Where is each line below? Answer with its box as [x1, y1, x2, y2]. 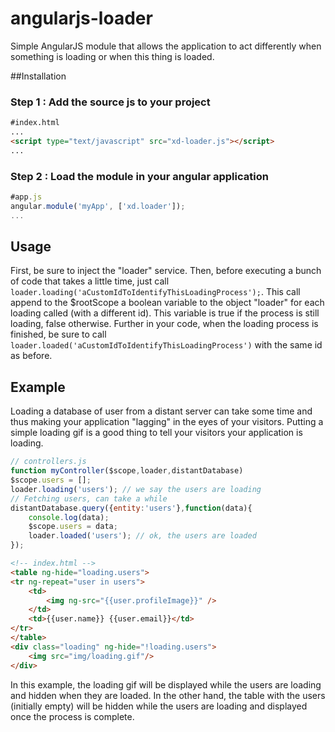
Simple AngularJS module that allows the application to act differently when [10, 40, 322, 52]
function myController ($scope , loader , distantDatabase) [10, 466, 244, 476]
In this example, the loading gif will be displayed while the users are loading [10, 678, 322, 691]
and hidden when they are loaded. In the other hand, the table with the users [10, 689, 326, 701]
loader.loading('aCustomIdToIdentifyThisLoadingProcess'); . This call [10, 286, 301, 298]
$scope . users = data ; [28, 522, 118, 532]
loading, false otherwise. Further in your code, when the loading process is [10, 318, 319, 330]
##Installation [10, 70, 67, 82]
